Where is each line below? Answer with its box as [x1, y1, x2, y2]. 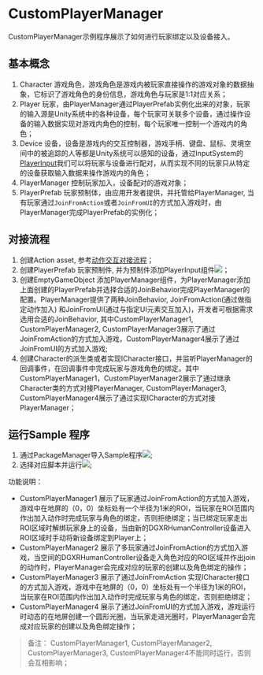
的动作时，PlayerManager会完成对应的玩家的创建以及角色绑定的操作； [19, 562, 249, 572]
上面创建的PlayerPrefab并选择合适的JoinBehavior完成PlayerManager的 [19, 284, 250, 294]
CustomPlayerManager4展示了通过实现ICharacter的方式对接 [19, 393, 216, 402]
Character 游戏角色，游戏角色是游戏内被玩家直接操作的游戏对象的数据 [19, 80, 248, 89]
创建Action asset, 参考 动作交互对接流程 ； [19, 255, 154, 265]
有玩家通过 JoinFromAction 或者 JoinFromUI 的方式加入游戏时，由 [19, 198, 222, 207]
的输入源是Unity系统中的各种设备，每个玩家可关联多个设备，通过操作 [19, 109, 244, 118]
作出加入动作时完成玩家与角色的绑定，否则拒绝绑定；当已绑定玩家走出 [19, 514, 248, 523]
